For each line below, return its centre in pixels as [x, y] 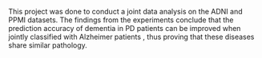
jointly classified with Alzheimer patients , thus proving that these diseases [131, 37]
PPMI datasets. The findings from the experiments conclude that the [121, 20]
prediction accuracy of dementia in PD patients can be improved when [125, 28]
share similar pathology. [48, 45]
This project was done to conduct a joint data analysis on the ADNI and [125, 12]
